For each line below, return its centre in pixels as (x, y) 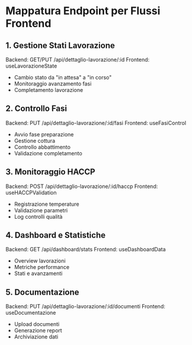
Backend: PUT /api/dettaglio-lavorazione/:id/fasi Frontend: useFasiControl (96, 123)
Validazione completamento (48, 153)
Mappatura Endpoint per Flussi (83, 11)
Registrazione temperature (47, 204)
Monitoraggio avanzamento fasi (53, 84)
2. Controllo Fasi (36, 109)
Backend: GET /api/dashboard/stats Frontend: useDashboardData (86, 250)
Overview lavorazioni (40, 261)
